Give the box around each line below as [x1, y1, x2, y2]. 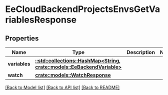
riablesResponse [5, 14, 76, 25]
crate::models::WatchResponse [34, 71, 111, 78]
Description [126, 49, 155, 55]
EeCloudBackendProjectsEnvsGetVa [5, 3, 160, 15]
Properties [5, 34, 39, 42]
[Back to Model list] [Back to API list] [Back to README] [5, 84, 120, 90]
